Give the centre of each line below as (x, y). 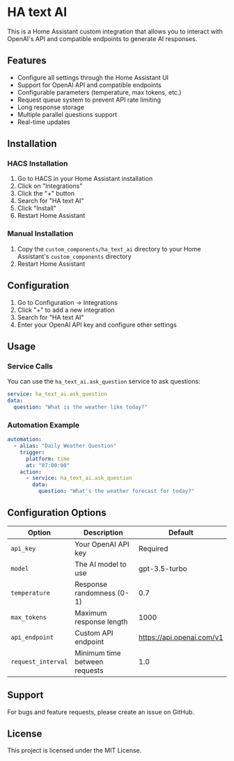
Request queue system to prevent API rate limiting (89, 100)
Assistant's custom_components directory (74, 256)
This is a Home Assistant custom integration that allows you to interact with (115, 31)
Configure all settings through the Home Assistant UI (93, 77)
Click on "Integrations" (50, 186)
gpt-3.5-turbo (163, 568)
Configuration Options (57, 513)
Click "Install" (37, 208)
